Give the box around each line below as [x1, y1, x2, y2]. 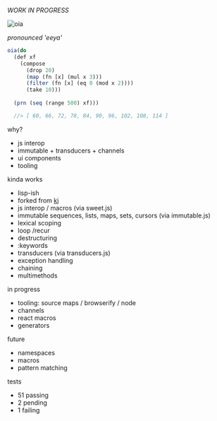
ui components [17, 153, 61, 162]
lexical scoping [17, 218, 61, 227]
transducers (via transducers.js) [17, 249, 111, 257]
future [7, 335, 25, 343]
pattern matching [17, 363, 68, 372]
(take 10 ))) [25, 86, 61, 94]
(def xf [13, 53, 37, 61]
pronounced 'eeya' [7, 33, 63, 42]
